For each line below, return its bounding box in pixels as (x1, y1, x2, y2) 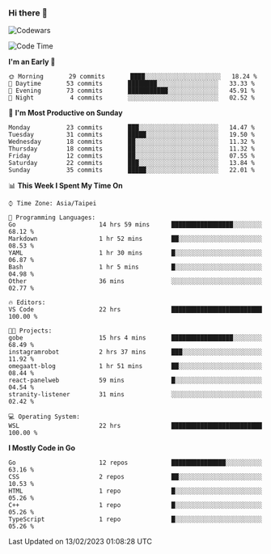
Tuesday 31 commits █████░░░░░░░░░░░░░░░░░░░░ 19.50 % (8, 131, 255, 139)
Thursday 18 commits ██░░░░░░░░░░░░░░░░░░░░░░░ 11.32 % (8, 145, 255, 153)
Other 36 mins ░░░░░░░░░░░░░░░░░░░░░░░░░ (8, 277, 263, 285)
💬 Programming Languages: (8, 214, 95, 222)
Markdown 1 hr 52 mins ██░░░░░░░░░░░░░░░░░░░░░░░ (8, 235, 263, 243)
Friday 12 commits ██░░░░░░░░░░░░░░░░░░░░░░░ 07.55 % (8, 152, 255, 160)
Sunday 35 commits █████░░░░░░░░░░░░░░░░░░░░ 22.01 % (8, 166, 255, 175)
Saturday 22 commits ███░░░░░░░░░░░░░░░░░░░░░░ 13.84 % (8, 159, 255, 167)
